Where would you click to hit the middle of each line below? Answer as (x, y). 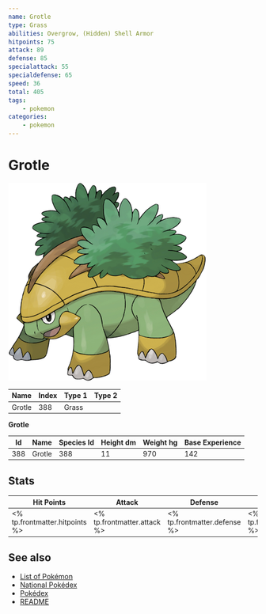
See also (30, 557)
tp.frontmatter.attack (127, 522)
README (34, 602)
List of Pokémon (46, 577)
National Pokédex (48, 585)
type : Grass (28, 25)
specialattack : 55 (38, 67)
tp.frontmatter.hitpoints (49, 522)
